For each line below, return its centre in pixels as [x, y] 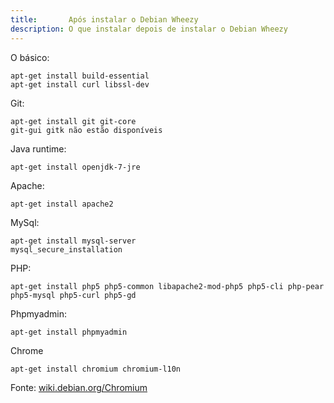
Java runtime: [38, 148]
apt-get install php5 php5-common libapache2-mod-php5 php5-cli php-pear [167, 286]
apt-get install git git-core [73, 121]
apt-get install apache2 [62, 204]
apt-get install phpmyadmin [69, 332]
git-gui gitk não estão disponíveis [86, 130]
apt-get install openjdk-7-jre [75, 167]
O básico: [30, 57]
